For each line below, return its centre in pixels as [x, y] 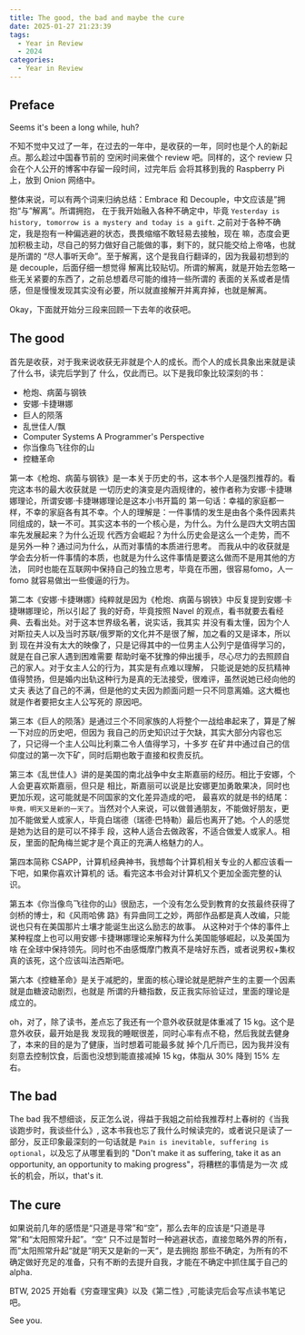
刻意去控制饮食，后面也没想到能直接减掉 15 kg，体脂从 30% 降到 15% [140, 1055]
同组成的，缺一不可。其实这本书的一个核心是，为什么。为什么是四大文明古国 [152, 523]
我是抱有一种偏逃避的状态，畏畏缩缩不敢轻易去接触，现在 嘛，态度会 [153, 233]
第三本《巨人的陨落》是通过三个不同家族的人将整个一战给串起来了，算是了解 [152, 721]
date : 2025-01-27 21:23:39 [60, 26]
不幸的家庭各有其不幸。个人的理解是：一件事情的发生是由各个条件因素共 [160, 512]
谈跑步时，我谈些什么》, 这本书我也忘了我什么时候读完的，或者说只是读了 [147, 1131]
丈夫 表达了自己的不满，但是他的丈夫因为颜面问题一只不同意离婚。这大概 [146, 690]
